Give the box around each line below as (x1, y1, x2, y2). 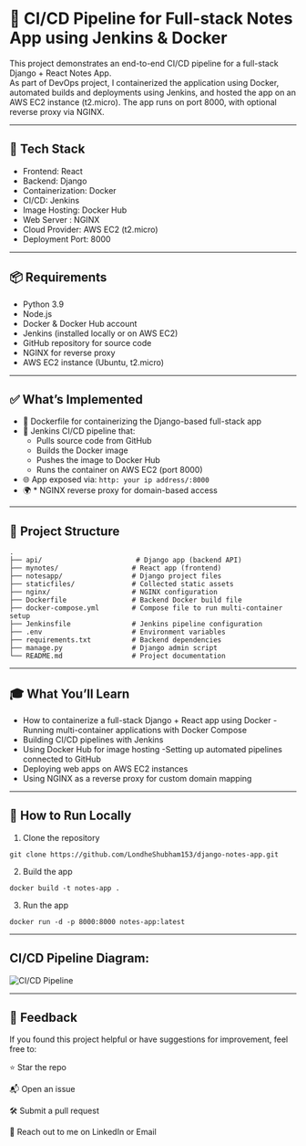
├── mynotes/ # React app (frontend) (9, 563, 222, 573)
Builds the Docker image (36, 445, 129, 456)
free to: (9, 1044, 37, 1055)
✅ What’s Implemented (9, 392, 144, 407)
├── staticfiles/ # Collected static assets (9, 580, 234, 589)
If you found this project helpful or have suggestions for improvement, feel (9, 1034, 289, 1045)
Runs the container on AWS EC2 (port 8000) (36, 465, 203, 476)
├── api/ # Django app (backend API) (9, 556, 243, 565)
